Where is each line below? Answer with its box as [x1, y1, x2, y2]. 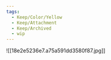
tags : [6, 8, 20, 15]
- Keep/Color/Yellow [11, 14, 62, 20]
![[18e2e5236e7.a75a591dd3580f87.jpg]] [6, 47, 106, 54]
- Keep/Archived [11, 25, 52, 31]
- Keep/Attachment [11, 20, 58, 26]
